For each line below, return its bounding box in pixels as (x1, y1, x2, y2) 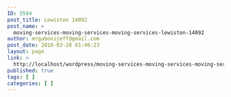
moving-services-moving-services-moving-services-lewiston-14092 (13, 29, 205, 36)
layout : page (7, 48, 45, 55)
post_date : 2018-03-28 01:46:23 (7, 42, 100, 48)
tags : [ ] (7, 73, 36, 81)
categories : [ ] (7, 80, 54, 87)
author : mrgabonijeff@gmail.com (7, 36, 100, 42)
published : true (7, 67, 54, 74)
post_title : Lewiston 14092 (7, 16, 88, 23)
